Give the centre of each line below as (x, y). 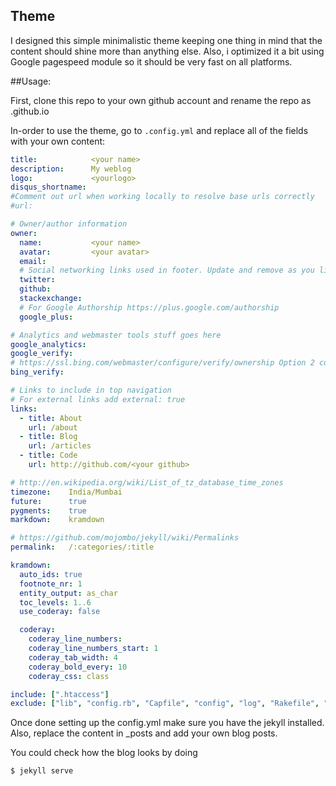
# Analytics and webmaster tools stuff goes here (116, 335)
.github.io (30, 111)
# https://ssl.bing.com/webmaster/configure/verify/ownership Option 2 (162, 363)
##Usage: (31, 81)
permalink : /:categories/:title (82, 547)
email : (33, 261)
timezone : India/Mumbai (66, 492)
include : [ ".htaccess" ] (60, 694)
